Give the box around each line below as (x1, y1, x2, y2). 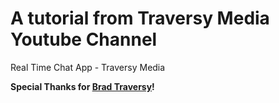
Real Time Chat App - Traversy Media (10, 61, 166, 73)
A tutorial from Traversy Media (10, 7, 270, 30)
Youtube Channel (10, 28, 158, 51)
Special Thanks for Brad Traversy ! (10, 80, 155, 92)
